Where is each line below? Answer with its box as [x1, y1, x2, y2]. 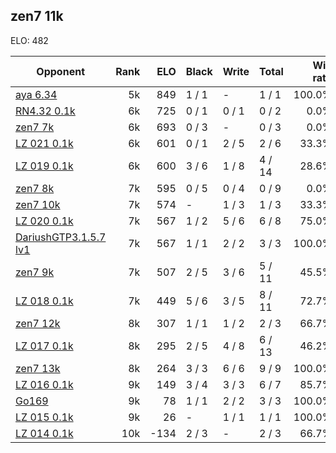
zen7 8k [15, 181, 55, 195]
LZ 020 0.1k [15, 214, 74, 228]
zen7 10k [15, 197, 61, 211]
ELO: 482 [10, 34, 49, 46]
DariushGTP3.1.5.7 [15, 230, 107, 244]
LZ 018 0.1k [15, 294, 74, 308]
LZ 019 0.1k [15, 159, 74, 173]
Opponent [36, 64, 85, 78]
